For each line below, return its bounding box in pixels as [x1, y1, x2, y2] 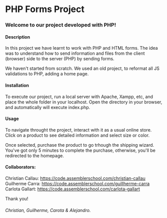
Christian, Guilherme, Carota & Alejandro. [5, 207, 91, 213]
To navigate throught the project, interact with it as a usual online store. [5, 127, 152, 133]
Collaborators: [5, 164, 36, 170]
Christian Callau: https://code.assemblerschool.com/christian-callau [5, 175, 146, 181]
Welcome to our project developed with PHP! [5, 22, 116, 29]
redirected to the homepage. [5, 152, 64, 159]
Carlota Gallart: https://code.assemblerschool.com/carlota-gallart [5, 186, 140, 192]
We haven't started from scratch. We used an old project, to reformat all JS [5, 65, 160, 71]
